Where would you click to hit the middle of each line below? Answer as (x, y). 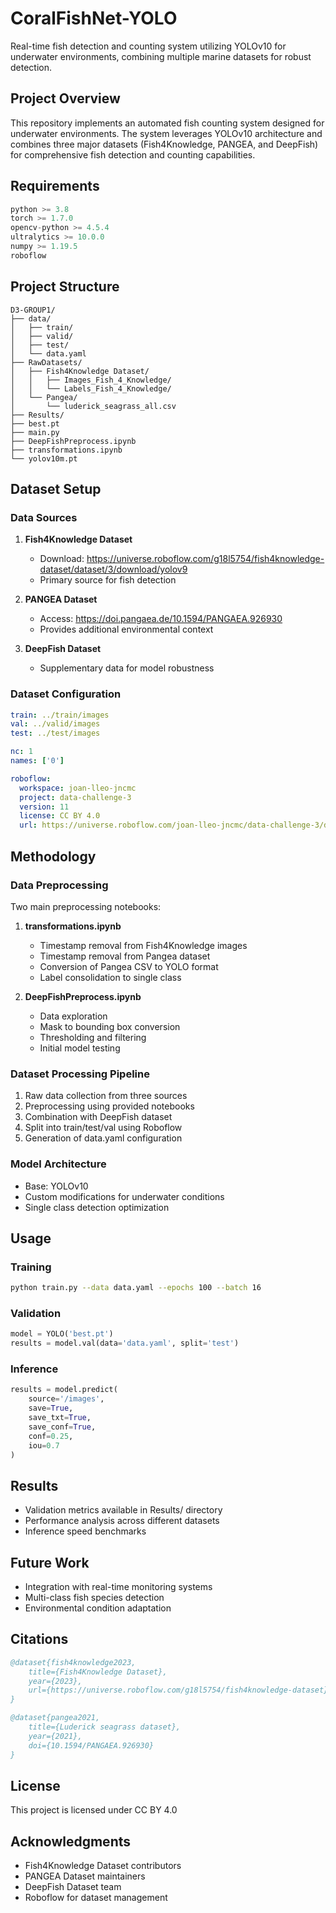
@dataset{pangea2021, (55, 1718)
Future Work (50, 1562)
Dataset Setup (56, 489)
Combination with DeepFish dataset (98, 1117)
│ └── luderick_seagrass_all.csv (93, 406)
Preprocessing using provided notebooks (109, 1106)
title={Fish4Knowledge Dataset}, (98, 1672)
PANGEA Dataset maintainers (85, 1876)
